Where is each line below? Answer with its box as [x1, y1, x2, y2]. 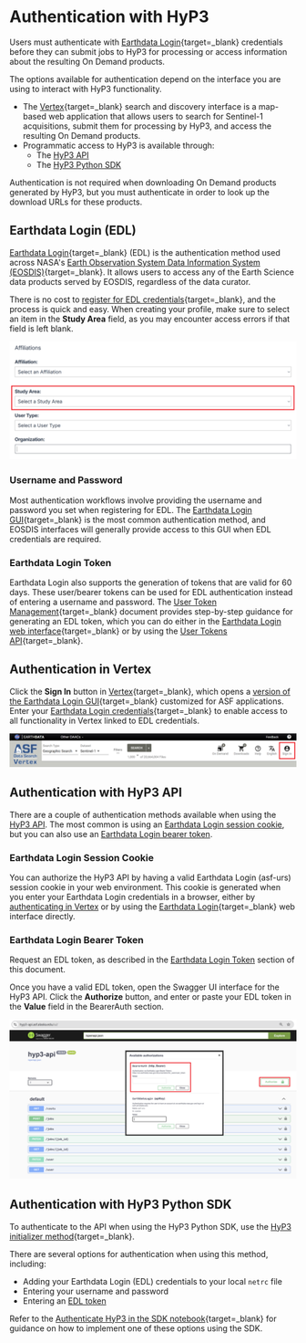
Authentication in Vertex [9, 662, 152, 677]
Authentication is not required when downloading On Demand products [9, 176, 277, 188]
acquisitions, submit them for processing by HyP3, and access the [22, 121, 271, 131]
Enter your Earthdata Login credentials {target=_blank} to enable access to [9, 705, 289, 716]
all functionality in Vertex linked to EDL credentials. [9, 715, 200, 726]
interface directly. [9, 911, 76, 922]
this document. [9, 964, 66, 975]
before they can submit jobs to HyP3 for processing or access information [9, 46, 288, 57]
